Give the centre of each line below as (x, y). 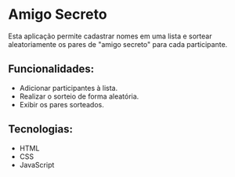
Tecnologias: (40, 130)
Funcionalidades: (51, 69)
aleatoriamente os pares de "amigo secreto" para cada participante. (118, 44)
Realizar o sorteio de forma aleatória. (79, 96)
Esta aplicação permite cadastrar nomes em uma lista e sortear (110, 36)
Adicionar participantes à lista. (69, 88)
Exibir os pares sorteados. (61, 104)
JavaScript (37, 164)
